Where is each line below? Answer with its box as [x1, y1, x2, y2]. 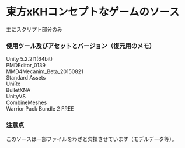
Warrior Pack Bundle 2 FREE [6, 105, 74, 112]
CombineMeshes [6, 99, 47, 106]
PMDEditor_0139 [6, 62, 46, 69]
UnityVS [6, 93, 26, 100]
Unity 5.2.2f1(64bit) [6, 56, 53, 63]
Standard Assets [6, 74, 46, 81]
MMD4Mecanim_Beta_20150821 [6, 68, 83, 75]
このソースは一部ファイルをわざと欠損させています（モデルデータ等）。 [6, 135, 177, 142]
